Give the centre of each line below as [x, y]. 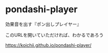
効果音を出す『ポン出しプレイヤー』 [44, 24]
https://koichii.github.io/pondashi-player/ [48, 45]
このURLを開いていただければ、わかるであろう [55, 35]
